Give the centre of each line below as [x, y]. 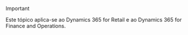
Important [18, 8]
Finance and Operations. [36, 26]
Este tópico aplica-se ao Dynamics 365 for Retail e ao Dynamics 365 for [94, 20]
